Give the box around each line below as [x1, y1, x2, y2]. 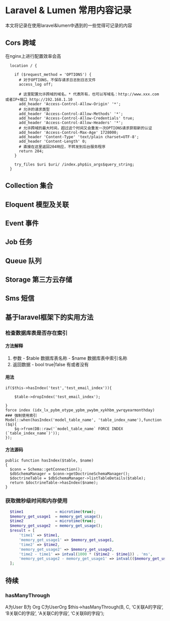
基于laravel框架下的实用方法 [5, 313, 94, 322]
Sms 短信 [5, 294, 34, 303]
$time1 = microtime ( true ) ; [10, 509, 96, 514]
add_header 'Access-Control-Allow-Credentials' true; [18, 115, 135, 121]
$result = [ [10, 528, 35, 533]
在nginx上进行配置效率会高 [5, 53, 62, 59]
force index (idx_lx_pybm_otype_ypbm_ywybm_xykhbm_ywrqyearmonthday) [5, 408, 155, 413]
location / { [10, 63, 37, 68]
